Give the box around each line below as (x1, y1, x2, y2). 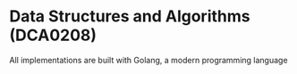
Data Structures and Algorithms (9, 6, 250, 27)
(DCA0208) (9, 25, 97, 45)
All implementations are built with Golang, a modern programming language (9, 54, 288, 65)
